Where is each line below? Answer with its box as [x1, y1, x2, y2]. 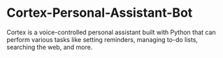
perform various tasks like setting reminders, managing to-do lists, [6, 35, 199, 43]
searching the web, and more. [6, 43, 93, 51]
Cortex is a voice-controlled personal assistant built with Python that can [6, 28, 216, 36]
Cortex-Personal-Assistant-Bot [6, 5, 193, 21]
